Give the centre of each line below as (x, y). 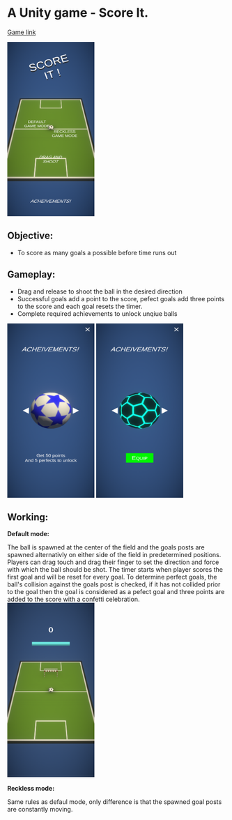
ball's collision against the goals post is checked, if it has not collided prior (114, 584)
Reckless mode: (31, 789)
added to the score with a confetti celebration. (74, 599)
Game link (22, 32)
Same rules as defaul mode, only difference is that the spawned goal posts (115, 802)
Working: (28, 517)
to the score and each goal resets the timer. (80, 306)
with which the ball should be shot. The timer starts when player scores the (115, 570)
